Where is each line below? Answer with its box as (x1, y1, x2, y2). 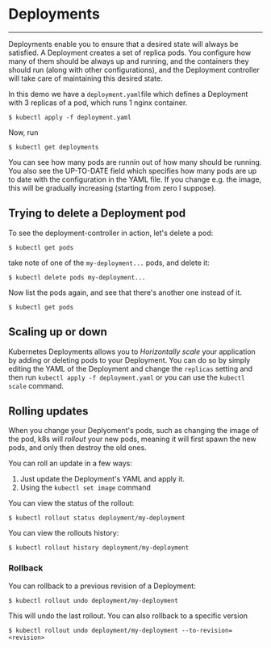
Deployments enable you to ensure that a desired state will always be (8, 39, 239, 48)
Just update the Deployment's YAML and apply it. (19, 474, 186, 484)
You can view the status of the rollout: (8, 499, 135, 508)
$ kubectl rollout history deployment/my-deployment (8, 544, 190, 552)
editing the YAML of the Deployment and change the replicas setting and (8, 364, 252, 373)
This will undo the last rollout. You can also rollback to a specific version (8, 611, 248, 621)
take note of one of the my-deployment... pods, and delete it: (8, 258, 210, 267)
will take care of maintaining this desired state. (8, 74, 163, 83)
